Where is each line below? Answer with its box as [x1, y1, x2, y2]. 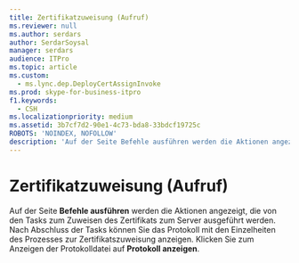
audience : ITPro [9, 54, 69, 63]
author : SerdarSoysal [9, 37, 90, 47]
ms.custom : [9, 71, 50, 80]
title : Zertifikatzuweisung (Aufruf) [9, 12, 149, 22]
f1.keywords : [9, 95, 58, 105]
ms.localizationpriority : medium [9, 112, 133, 121]
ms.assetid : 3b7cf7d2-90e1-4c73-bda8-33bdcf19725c [9, 121, 201, 130]
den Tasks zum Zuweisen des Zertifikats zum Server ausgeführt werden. [9, 215, 276, 226]
